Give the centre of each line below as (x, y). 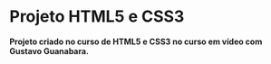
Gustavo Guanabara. (49, 50)
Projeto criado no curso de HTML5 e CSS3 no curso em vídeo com (136, 41)
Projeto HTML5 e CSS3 (97, 17)
